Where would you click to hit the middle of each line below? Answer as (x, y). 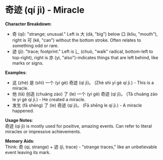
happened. (23, 111)
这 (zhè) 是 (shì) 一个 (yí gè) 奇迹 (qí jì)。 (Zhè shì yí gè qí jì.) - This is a (83, 82)
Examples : (16, 72)
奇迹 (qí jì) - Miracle (45, 10)
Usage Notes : (19, 120)
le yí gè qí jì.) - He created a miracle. (49, 99)
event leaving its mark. (28, 152)
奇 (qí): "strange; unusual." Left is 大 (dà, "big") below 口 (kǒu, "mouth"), (85, 34)
